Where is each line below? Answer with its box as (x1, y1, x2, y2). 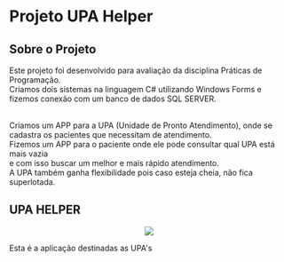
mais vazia (9, 148, 49, 159)
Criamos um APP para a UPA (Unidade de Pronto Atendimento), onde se (9, 120, 273, 131)
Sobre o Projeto (9, 42, 97, 57)
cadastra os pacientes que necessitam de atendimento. (9, 130, 212, 139)
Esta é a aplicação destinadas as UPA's (9, 242, 153, 253)
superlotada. (9, 177, 56, 187)
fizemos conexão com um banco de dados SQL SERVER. (9, 93, 217, 104)
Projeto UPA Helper (9, 6, 154, 27)
